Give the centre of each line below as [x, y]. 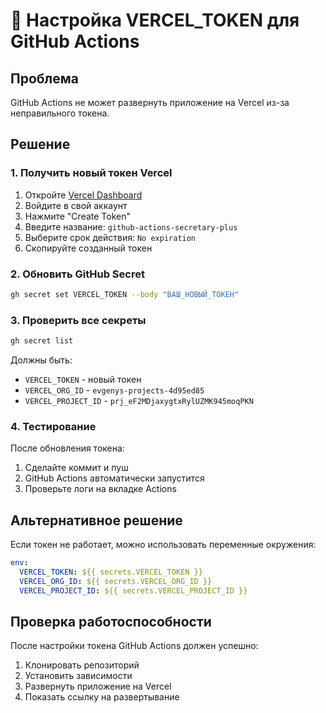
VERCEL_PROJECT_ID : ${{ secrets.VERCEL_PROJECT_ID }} [133, 590]
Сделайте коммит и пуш [76, 468]
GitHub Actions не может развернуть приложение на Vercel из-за [150, 102]
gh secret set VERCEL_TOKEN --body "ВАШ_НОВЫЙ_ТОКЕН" [125, 294]
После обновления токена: [67, 448]
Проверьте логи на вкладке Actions [100, 489]
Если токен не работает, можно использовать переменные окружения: [163, 545]
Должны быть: [41, 360]
